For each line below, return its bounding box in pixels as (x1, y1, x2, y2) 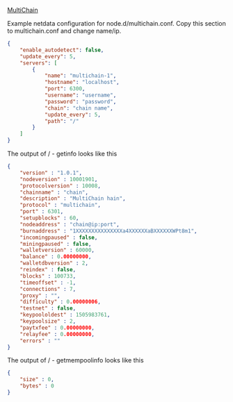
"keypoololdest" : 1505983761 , (19, 312, 111, 319)
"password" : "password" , (44, 98, 117, 105)
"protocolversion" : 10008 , (19, 182, 101, 190)
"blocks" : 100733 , (19, 272, 77, 280)
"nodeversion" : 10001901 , (19, 176, 98, 183)
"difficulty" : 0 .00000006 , (19, 299, 101, 305)
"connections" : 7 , (19, 285, 77, 292)
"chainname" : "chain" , (19, 189, 89, 196)
